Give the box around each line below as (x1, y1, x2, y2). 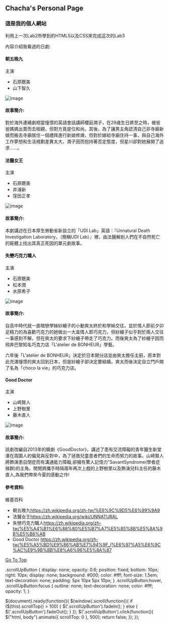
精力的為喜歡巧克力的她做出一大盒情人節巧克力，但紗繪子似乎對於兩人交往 (9, 328, 164, 335)
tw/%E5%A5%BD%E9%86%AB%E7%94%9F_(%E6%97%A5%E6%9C (12, 542, 161, 548)
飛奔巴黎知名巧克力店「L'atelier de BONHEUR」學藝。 (5, 341, 117, 348)
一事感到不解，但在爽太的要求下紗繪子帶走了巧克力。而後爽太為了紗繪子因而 (5, 335, 164, 341)
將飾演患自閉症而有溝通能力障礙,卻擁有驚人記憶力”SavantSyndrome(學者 (5, 459, 156, 465)
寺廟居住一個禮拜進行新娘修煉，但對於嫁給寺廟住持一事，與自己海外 (22, 132, 164, 138)
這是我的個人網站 (5, 20, 47, 27)
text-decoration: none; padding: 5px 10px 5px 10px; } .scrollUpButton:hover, (5, 577, 162, 583)
